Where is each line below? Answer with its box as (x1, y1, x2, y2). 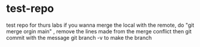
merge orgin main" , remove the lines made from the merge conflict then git (6, 27, 192, 35)
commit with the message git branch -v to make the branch (6, 34, 152, 41)
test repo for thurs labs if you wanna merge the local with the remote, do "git (6, 21, 195, 29)
